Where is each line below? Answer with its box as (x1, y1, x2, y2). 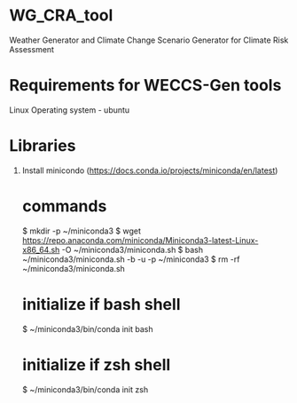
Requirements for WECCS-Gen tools (9, 75, 282, 96)
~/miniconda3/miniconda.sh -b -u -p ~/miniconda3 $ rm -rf (21, 254, 240, 265)
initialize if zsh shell (21, 354, 171, 375)
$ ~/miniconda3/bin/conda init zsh (21, 383, 149, 395)
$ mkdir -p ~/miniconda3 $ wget (21, 225, 142, 236)
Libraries (9, 136, 76, 156)
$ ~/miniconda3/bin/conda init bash (21, 323, 153, 334)
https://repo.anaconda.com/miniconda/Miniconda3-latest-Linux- (21, 234, 259, 245)
